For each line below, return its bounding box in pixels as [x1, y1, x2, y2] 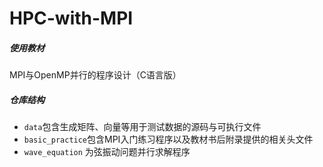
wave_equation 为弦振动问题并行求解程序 [23, 146, 191, 158]
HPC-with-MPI [9, 7, 134, 30]
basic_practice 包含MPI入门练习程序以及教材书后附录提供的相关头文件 [23, 133, 314, 146]
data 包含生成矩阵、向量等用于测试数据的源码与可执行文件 [23, 121, 262, 133]
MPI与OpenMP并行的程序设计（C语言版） [9, 69, 182, 81]
